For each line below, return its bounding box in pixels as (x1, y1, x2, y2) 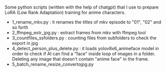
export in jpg (11, 40, 38, 46)
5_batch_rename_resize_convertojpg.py (11, 62, 94, 67)
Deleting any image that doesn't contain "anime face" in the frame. (11, 56, 149, 62)
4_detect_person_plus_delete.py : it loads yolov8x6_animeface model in (11, 46, 159, 51)
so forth (11, 24, 28, 30)
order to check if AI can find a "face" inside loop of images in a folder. (11, 51, 156, 57)
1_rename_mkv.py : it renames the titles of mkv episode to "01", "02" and (11, 19, 162, 25)
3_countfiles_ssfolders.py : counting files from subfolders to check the (11, 35, 157, 41)
